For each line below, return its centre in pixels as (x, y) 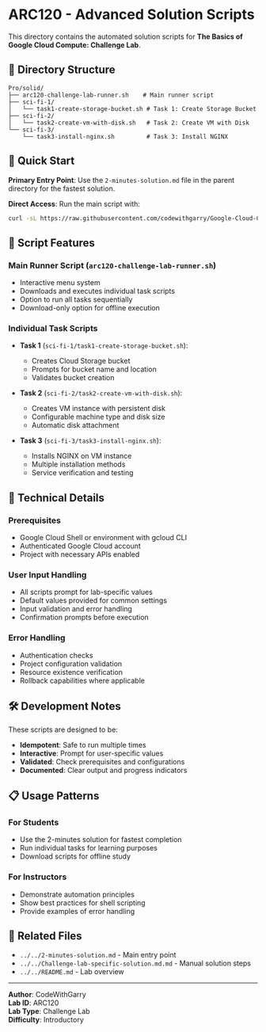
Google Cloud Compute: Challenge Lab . (74, 44)
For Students (34, 822)
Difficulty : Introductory (46, 1020)
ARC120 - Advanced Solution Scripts (131, 15)
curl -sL (23, 218)
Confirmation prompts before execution (84, 617)
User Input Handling (47, 575)
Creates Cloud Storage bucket (81, 361)
